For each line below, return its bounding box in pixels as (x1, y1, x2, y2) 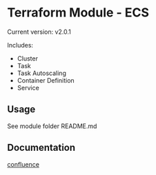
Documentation (7, 142, 76, 154)
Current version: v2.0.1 (7, 28, 71, 36)
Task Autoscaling (17, 69, 67, 77)
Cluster (17, 54, 38, 63)
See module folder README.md (7, 122, 97, 130)
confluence (7, 160, 40, 168)
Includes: (7, 41, 33, 49)
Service (17, 83, 39, 92)
